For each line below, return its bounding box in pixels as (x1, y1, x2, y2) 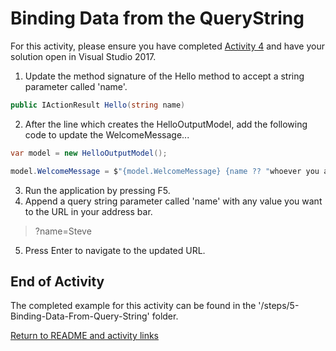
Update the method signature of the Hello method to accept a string (24, 70, 305, 82)
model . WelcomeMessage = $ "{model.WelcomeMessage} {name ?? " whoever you (10, 166, 320, 176)
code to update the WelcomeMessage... (24, 128, 190, 141)
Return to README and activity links (10, 330, 160, 342)
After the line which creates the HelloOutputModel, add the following (24, 118, 308, 130)
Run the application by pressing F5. (24, 184, 171, 196)
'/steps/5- (258, 300, 300, 312)
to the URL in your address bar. (24, 205, 153, 217)
